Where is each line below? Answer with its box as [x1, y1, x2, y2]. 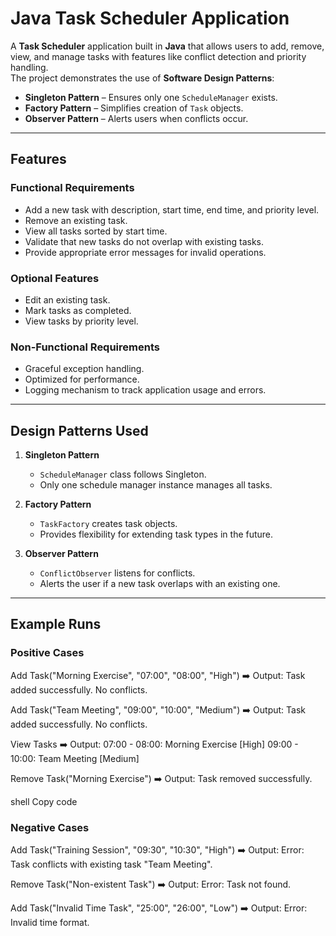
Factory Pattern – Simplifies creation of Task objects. [24, 102, 244, 114]
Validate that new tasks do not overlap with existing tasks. [24, 235, 264, 247]
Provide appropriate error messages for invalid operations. [24, 246, 267, 258]
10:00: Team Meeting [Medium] [10, 752, 140, 764]
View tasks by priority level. [24, 315, 139, 327]
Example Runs [10, 616, 102, 633]
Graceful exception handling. [24, 363, 145, 375]
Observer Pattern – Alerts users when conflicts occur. [24, 112, 249, 124]
